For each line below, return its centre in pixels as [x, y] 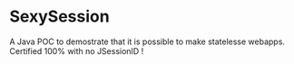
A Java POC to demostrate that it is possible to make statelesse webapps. [147, 41]
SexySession [60, 17]
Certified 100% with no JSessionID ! [77, 50]
